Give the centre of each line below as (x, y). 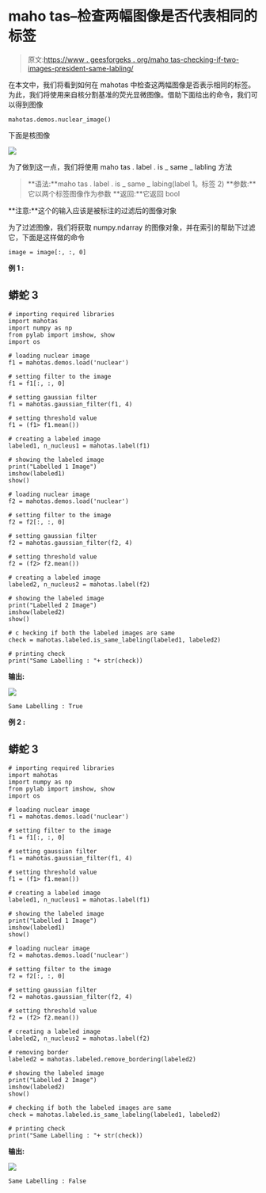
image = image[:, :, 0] (47, 252)
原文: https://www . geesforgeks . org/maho (98, 59)
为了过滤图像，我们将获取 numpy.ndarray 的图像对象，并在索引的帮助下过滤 (132, 227)
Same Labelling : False (47, 1181)
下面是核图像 (29, 135)
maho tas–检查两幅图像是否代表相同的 (133, 16)
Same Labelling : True (46, 706)
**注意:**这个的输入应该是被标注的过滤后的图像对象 (93, 210)
